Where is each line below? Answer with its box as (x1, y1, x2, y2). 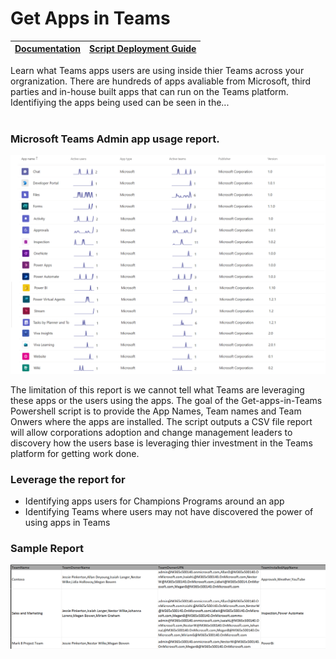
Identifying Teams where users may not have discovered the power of (24, 505, 314, 517)
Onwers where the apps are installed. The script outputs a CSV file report (10, 415, 313, 427)
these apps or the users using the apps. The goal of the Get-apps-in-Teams (10, 394, 323, 406)
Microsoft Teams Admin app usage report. (10, 132, 220, 146)
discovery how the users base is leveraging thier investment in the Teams (10, 437, 313, 449)
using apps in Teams (24, 516, 111, 528)
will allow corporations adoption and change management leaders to (10, 426, 293, 438)
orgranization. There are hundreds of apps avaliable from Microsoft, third (10, 75, 312, 87)
